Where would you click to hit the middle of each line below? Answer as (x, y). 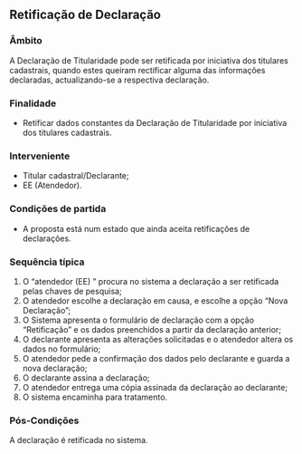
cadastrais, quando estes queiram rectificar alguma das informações (137, 70)
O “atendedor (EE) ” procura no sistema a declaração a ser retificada (151, 281)
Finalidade (33, 103)
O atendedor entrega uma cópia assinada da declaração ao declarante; (155, 387)
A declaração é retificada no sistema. (79, 440)
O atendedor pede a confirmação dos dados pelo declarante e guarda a (156, 358)
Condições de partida (58, 209)
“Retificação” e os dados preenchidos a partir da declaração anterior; (152, 329)
